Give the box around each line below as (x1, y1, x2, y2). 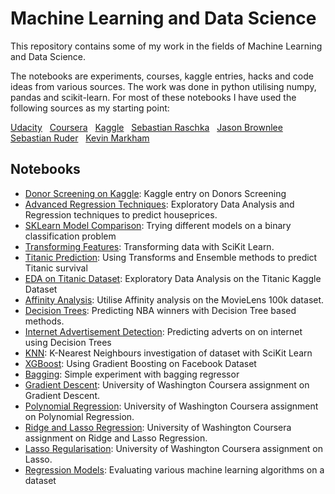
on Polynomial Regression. (24, 410, 135, 422)
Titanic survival (24, 262, 88, 274)
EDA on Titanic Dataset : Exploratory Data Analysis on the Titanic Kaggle (24, 272, 322, 284)
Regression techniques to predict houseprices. (24, 208, 218, 221)
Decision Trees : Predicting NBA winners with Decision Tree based (24, 304, 297, 316)
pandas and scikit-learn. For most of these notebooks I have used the (10, 91, 297, 103)
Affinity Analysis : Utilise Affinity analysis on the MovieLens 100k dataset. (24, 293, 325, 306)
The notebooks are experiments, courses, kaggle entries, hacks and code (10, 70, 314, 82)
